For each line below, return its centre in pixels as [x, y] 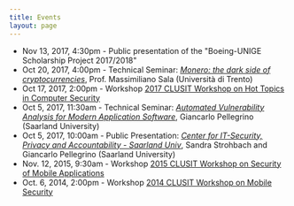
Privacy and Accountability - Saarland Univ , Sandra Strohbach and [145, 145]
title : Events [35, 17]
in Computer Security [61, 97]
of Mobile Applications [63, 172]
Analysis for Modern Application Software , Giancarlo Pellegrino [138, 117]
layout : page [33, 26]
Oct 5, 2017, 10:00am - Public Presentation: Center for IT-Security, [142, 135]
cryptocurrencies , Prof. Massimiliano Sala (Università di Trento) [137, 79]
